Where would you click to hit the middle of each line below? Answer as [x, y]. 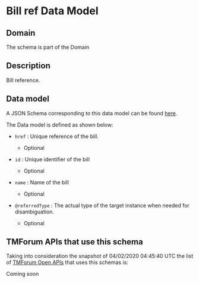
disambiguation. [34, 212]
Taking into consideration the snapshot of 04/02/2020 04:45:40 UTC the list [100, 256]
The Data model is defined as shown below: [60, 125]
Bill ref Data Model [53, 11]
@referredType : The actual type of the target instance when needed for [102, 205]
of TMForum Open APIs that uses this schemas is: [67, 262]
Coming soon [23, 274]
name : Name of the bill [42, 182]
